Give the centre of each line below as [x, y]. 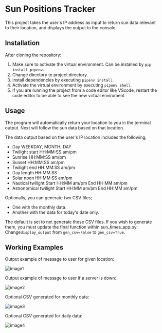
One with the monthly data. [39, 207]
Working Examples [34, 247]
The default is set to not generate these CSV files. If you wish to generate [79, 222]
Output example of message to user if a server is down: [61, 278]
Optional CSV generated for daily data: [44, 316]
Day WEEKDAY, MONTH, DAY [42, 146]
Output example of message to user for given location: [60, 259]
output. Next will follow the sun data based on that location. [65, 127]
